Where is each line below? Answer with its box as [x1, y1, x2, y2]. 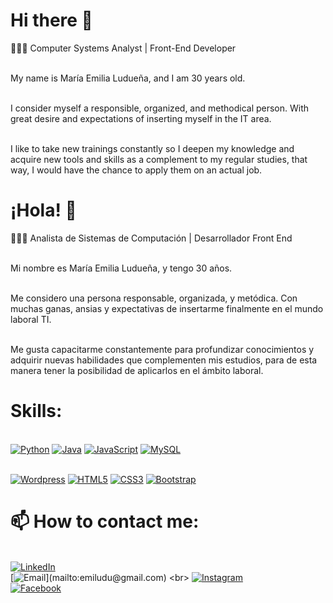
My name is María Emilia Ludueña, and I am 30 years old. [10, 72, 246, 84]
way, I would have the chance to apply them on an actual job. [10, 164, 263, 176]
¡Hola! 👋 [10, 199, 77, 222]
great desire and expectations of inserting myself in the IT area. [10, 112, 272, 124]
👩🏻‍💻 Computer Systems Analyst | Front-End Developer [10, 42, 237, 54]
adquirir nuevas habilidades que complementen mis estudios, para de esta [10, 354, 318, 366]
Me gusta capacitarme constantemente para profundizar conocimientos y [10, 343, 315, 355]
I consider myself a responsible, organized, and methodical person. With [10, 102, 310, 114]
